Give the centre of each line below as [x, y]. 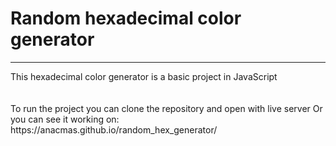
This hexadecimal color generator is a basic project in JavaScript [144, 76]
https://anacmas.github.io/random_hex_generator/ [114, 129]
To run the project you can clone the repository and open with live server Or [166, 108]
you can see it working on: [65, 119]
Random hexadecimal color [126, 18]
